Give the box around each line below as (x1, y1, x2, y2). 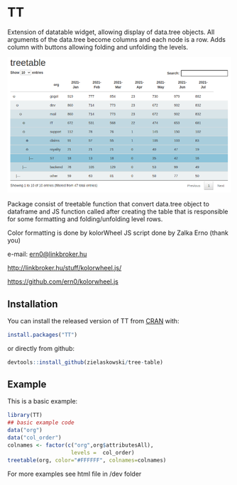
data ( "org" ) (7, 427, 43, 434)
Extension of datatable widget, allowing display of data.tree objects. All (7, 28, 215, 36)
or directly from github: (7, 344, 75, 352)
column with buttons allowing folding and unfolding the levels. (7, 43, 189, 51)
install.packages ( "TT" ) (7, 331, 78, 338)
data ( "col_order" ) (7, 434, 62, 442)
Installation (7, 298, 58, 310)
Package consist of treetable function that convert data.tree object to (7, 200, 209, 208)
